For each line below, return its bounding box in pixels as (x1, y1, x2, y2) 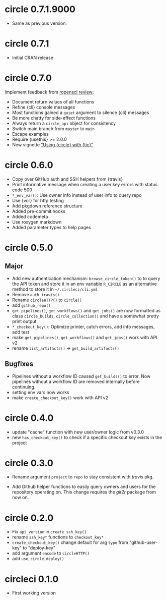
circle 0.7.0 (5, 72, 52, 84)
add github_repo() (12, 302, 51, 308)
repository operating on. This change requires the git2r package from (12, 489, 156, 495)
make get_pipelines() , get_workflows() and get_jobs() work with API (12, 334, 157, 340)
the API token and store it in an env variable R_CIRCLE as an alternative (12, 281, 157, 287)
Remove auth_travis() (12, 291, 60, 297)
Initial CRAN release (12, 54, 54, 61)
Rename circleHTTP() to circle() (12, 297, 82, 303)
